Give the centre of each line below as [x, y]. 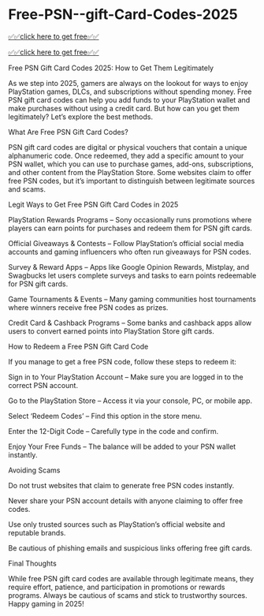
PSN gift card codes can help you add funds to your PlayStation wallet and [129, 99]
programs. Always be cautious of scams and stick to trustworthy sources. [128, 595]
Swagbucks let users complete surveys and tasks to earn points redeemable [132, 275]
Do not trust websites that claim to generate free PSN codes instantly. [121, 485]
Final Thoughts [32, 563]
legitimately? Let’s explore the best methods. [81, 117]
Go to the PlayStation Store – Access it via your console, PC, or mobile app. [130, 401]
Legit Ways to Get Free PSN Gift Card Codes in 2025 [93, 204]
